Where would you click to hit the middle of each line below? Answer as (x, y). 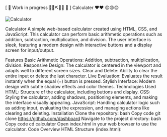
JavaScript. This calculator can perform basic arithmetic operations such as (84, 34)
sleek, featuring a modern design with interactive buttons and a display (79, 45)
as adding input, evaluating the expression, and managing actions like (77, 108)
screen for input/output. (30, 50)
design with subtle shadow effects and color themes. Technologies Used (81, 87)
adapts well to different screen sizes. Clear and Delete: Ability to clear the (81, 71)
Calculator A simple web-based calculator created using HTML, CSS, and (81, 29)
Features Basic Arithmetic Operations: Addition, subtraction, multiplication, (82, 60)
